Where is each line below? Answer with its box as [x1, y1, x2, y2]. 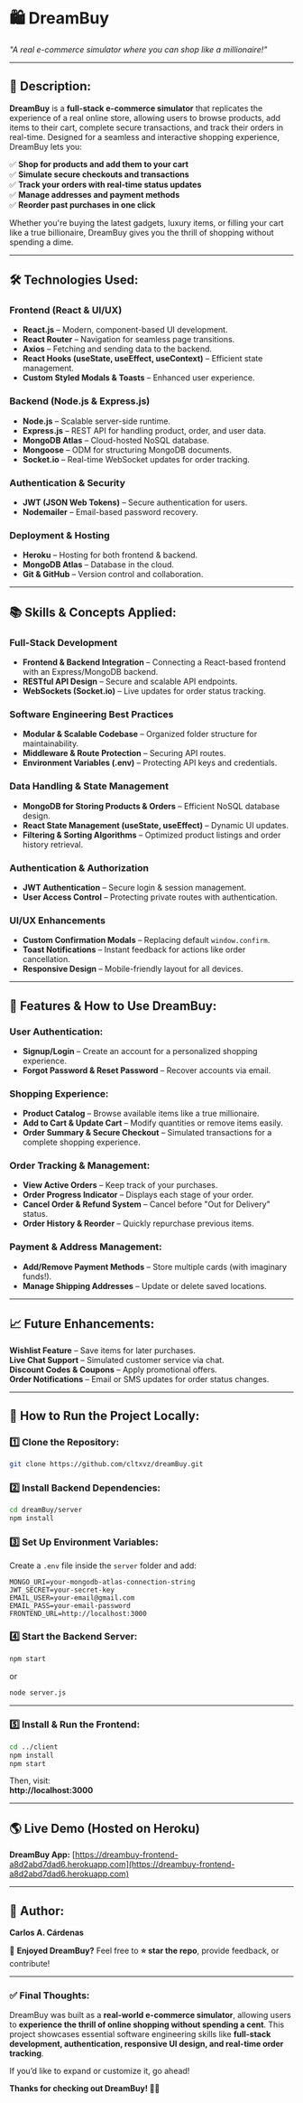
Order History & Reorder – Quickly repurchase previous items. [22, 1218, 254, 1229]
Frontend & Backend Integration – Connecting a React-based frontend [22, 657, 287, 668]
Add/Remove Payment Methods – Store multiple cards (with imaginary [22, 1261, 287, 1272]
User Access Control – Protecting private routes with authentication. [22, 892, 278, 902]
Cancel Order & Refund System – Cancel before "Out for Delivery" [22, 1199, 271, 1210]
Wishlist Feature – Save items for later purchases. [9, 1344, 196, 1356]
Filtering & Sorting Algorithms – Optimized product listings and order [22, 829, 281, 840]
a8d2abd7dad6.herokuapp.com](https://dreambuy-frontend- [9, 1859, 235, 1870]
